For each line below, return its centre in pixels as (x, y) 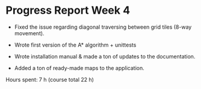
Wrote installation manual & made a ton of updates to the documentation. (105, 56)
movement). (29, 33)
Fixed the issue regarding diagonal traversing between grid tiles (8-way (103, 27)
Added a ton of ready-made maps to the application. (79, 68)
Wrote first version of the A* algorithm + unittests (75, 45)
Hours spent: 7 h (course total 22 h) (50, 79)
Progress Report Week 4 (68, 10)
